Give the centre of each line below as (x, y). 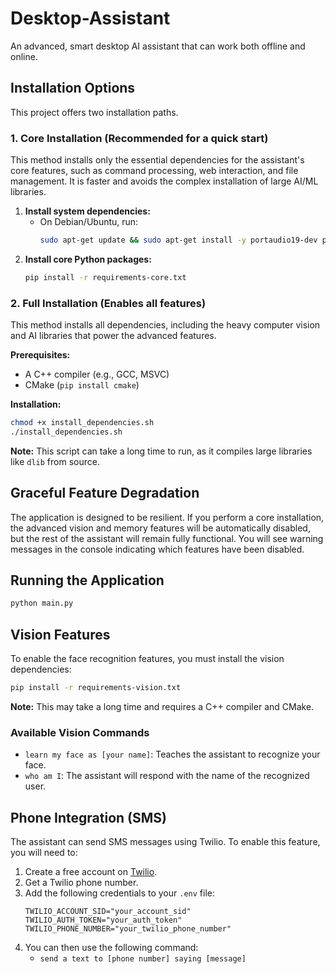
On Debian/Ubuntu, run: (89, 222)
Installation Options (73, 88)
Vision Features (60, 634)
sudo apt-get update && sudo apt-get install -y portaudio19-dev (178, 240)
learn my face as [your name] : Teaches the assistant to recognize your (172, 754)
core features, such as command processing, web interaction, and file (154, 171)
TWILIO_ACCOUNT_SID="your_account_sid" (108, 912)
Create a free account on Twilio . (91, 872)
